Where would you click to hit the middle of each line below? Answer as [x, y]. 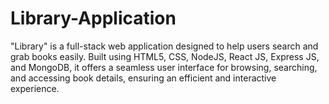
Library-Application [93, 18]
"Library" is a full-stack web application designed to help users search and [164, 46]
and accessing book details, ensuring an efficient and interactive [143, 78]
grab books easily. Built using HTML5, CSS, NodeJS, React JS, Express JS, [165, 56]
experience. [35, 88]
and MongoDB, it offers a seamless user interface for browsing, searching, [164, 67]
